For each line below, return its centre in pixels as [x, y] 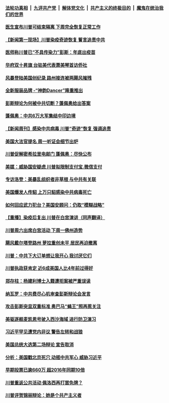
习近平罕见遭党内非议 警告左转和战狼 [44, 332]
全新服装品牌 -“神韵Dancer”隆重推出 [44, 90]
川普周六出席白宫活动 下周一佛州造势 [44, 230]
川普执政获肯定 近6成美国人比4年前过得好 [49, 268]
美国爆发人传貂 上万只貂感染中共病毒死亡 [49, 192]
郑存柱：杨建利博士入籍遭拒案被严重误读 [48, 281]
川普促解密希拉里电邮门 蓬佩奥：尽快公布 [49, 154]
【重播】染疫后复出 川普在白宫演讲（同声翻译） [55, 218]
